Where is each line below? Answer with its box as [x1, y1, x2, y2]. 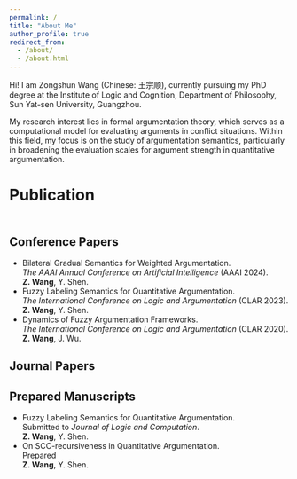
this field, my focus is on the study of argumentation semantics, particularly [9, 135, 285, 145]
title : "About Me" [9, 21, 77, 30]
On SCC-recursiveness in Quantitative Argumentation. [21, 441, 220, 452]
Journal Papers [9, 358, 96, 373]
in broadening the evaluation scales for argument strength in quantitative [9, 145, 275, 155]
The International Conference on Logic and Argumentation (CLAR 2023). [21, 295, 289, 306]
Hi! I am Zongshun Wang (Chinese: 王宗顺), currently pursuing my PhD [9, 80, 267, 90]
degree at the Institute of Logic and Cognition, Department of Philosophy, [9, 90, 277, 100]
